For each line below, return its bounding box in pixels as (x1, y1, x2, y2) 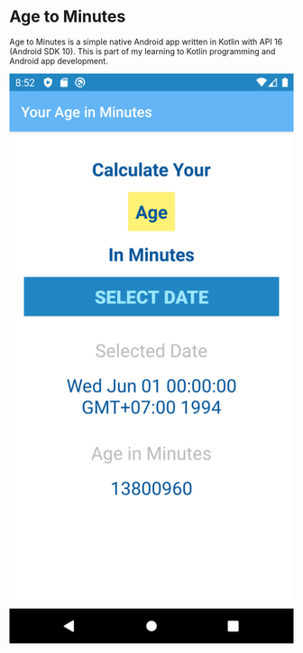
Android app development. (9, 55, 108, 66)
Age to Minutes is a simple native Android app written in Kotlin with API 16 (9, 36, 283, 47)
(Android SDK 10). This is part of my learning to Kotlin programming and (9, 45, 276, 56)
